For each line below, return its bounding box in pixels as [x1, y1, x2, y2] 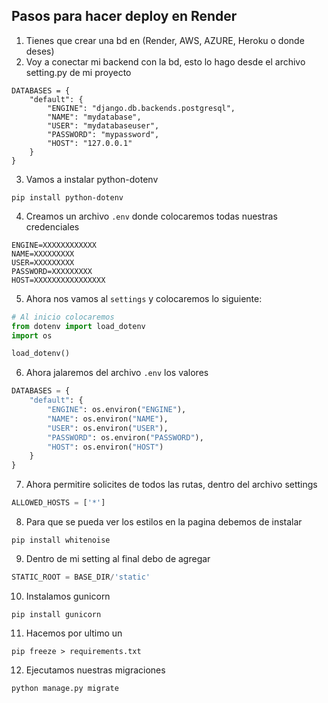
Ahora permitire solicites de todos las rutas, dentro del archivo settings [25, 479, 318, 491]
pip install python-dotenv [11, 192, 124, 203]
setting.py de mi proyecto [25, 66, 132, 78]
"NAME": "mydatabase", [47, 112, 142, 122]
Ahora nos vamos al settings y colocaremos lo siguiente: [25, 292, 263, 304]
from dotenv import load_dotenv [11, 321, 146, 331]
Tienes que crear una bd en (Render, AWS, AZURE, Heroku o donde [25, 34, 305, 46]
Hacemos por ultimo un [25, 627, 123, 639]
